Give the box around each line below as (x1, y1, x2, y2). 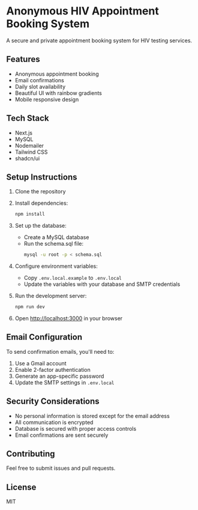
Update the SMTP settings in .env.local (14, 378, 115, 386)
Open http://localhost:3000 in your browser (14, 315, 123, 322)
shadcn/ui (14, 154, 40, 162)
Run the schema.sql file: (23, 240, 84, 247)
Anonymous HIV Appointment (6, 4, 159, 18)
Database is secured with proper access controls (14, 425, 137, 432)
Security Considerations (6, 396, 100, 407)
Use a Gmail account (14, 359, 67, 367)
